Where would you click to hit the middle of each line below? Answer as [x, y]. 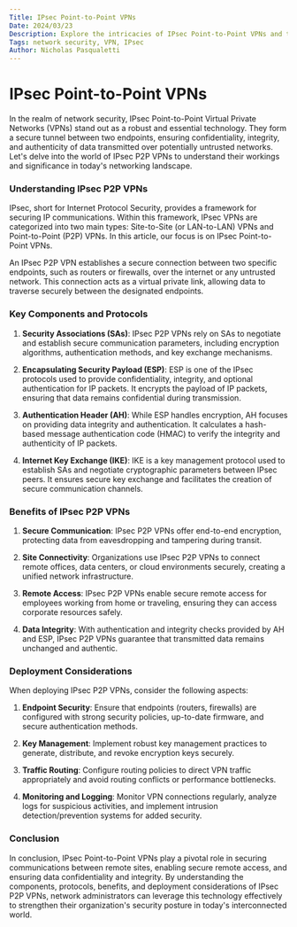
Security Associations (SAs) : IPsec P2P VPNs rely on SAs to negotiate [151, 333]
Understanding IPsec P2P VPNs [79, 189]
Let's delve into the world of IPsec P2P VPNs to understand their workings [145, 157]
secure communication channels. [82, 488]
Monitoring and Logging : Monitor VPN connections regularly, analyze [149, 797]
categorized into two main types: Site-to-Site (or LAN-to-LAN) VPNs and [141, 227]
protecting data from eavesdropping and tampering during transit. [142, 540]
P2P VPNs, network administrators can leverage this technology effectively [146, 895]
